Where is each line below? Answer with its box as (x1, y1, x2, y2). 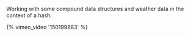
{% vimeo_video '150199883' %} (6, 24, 89, 31)
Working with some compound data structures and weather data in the (6, 5, 185, 12)
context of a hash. (6, 12, 52, 19)
